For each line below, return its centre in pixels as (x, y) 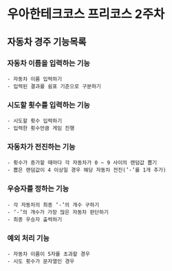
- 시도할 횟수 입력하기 (35, 121)
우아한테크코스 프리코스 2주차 (86, 14)
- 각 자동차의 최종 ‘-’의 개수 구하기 (53, 205)
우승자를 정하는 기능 (38, 189)
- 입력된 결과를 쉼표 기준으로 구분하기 (54, 86)
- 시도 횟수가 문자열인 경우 (41, 262)
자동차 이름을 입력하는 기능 (49, 63)
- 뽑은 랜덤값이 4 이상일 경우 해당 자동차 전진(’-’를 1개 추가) (87, 170)
